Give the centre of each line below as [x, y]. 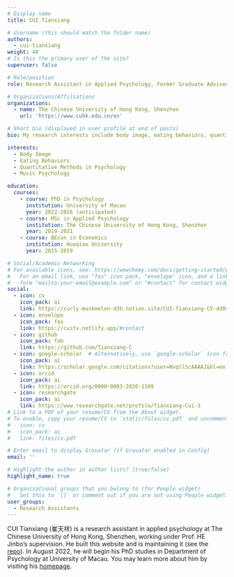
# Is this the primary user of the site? [68, 59]
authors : [20, 39]
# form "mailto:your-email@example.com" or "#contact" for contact [110, 283]
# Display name [29, 14]
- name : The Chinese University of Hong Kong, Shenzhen [96, 110]
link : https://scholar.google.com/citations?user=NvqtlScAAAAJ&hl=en [123, 367]
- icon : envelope [39, 315]
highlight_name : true [39, 476]
